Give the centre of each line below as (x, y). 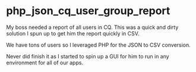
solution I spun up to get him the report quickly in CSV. (73, 33)
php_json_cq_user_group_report (88, 11)
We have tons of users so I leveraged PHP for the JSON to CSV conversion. (99, 45)
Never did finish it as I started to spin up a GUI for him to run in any (88, 56)
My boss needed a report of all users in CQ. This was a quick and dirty (92, 27)
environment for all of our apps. (45, 63)
